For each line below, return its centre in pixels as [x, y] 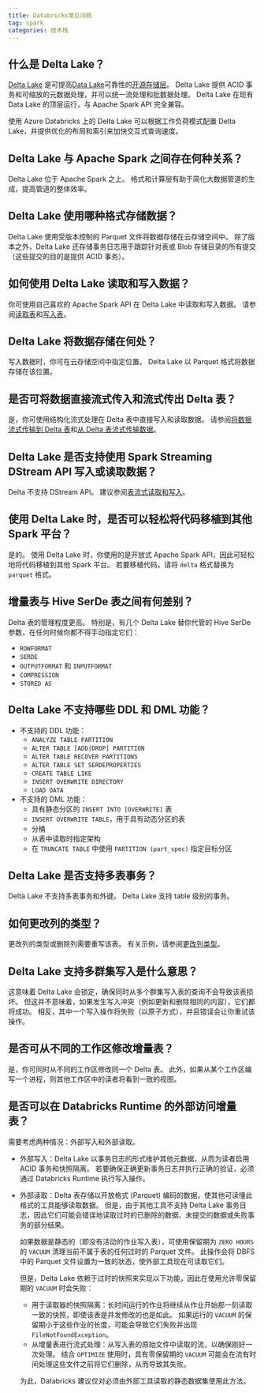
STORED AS [36, 683]
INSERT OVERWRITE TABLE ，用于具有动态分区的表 [108, 819]
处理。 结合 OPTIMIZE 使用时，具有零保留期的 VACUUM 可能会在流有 [144, 1354]
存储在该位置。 [32, 371]
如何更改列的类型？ [55, 923]
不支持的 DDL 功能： [53, 730]
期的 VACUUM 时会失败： [56, 1288]
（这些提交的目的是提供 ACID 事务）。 [69, 256]
